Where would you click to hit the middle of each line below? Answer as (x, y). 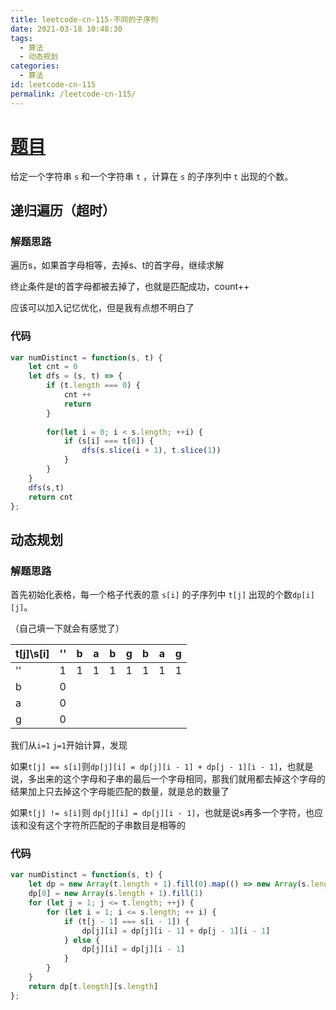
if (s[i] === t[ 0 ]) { (109, 441)
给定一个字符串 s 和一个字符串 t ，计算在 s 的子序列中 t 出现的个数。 (152, 176)
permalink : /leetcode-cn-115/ (73, 94)
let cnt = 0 (53, 367)
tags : (21, 38)
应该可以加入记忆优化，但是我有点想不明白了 (102, 308)
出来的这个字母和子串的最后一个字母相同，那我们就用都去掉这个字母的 (181, 779)
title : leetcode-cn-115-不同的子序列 (84, 19)
